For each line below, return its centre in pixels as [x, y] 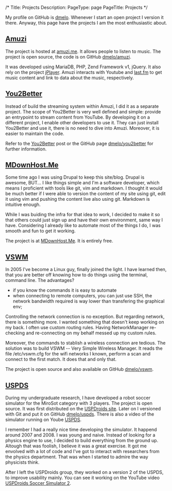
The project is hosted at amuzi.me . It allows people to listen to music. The [83, 51]
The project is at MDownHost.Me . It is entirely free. [59, 241]
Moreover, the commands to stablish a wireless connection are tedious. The [85, 343]
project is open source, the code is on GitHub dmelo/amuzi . [68, 56]
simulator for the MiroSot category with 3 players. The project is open [79, 403]
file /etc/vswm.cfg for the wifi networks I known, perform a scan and [78, 354]
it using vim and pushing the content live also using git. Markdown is [78, 199]
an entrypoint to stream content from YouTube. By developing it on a [78, 117]
